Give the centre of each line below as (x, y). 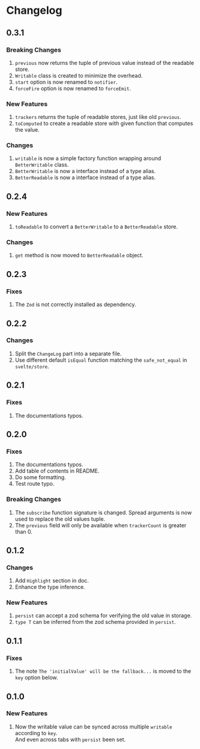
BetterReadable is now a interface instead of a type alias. (85, 177)
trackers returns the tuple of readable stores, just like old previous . (98, 117)
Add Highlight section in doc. (52, 581)
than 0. (24, 531)
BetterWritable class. (42, 165)
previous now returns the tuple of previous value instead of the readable (104, 63)
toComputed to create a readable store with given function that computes (104, 123)
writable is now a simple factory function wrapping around (88, 158)
